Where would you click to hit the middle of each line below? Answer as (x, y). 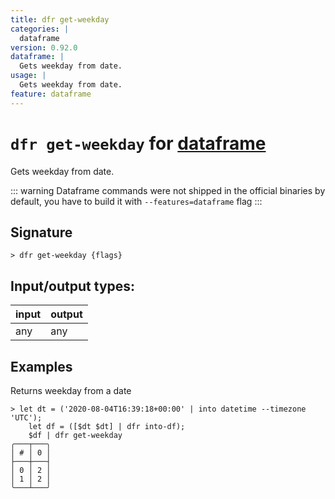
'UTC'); (26, 418)
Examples (41, 366)
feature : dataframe (51, 94)
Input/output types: (73, 286)
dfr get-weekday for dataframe (138, 143)
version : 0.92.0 (44, 47)
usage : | (28, 76)
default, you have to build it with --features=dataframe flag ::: (136, 201)
